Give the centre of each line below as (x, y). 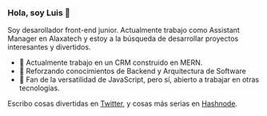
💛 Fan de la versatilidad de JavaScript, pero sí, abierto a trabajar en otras (139, 80)
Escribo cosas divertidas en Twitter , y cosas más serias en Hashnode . (122, 104)
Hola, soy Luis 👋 (39, 13)
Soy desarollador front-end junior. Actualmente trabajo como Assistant (124, 30)
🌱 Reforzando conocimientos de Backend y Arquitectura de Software (133, 71)
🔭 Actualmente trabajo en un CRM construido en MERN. (111, 62)
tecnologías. (40, 88)
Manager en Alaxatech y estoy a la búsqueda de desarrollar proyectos (123, 38)
